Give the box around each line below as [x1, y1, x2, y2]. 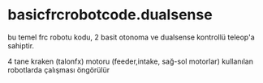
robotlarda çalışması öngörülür [7, 64, 110, 74]
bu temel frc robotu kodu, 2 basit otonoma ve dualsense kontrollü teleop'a [7, 32, 255, 42]
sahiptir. [7, 40, 34, 50]
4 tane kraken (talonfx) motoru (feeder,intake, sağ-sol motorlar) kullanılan [7, 56, 253, 66]
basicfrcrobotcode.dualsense [7, 6, 213, 24]
